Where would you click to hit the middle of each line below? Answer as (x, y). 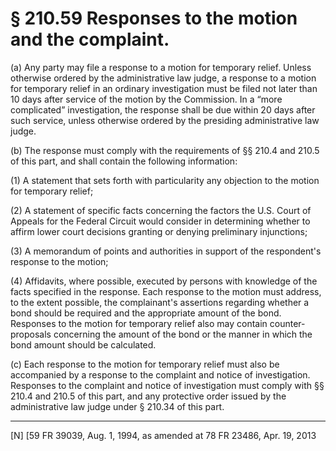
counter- (287, 323)
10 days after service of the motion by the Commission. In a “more (146, 99)
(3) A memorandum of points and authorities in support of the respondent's (166, 251)
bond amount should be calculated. (83, 344)
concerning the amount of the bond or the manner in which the (183, 334)
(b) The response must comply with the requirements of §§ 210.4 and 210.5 (165, 150)
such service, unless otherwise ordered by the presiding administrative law (165, 120)
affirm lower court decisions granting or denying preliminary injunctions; (159, 231)
